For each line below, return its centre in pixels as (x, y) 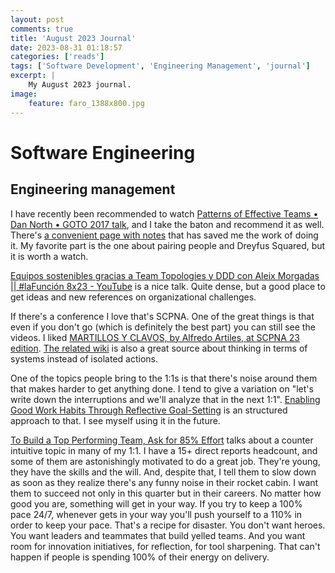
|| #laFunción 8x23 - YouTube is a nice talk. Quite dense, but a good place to (168, 286)
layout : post (37, 19)
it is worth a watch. (49, 256)
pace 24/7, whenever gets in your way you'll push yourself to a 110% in (156, 514)
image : (24, 94)
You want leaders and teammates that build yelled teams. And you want (158, 535)
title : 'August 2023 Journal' (73, 38)
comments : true (42, 29)
